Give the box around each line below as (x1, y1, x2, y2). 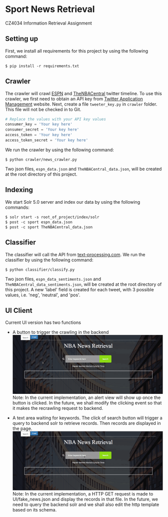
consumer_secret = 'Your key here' (5, 127, 79, 132)
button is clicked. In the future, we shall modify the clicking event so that (12, 400, 162, 406)
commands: (5, 204, 30, 210)
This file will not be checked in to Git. (5, 106, 81, 112)
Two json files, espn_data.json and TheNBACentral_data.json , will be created (5, 166, 162, 172)
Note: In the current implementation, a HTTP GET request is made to (12, 491, 153, 497)
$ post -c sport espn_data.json (5, 219, 72, 225)
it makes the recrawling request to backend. (12, 405, 103, 411)
